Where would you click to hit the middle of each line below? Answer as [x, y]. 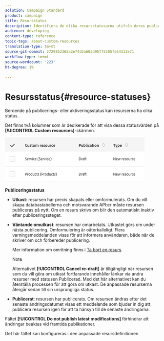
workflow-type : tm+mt [27, 57]
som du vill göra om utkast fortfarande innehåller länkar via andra [78, 274]
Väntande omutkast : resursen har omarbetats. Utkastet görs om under [83, 225]
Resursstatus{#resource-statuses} [78, 97]
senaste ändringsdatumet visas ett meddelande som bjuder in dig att [81, 304]
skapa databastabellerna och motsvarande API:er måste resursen [78, 205]
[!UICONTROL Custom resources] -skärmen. [50, 131]
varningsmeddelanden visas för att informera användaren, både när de [83, 235]
